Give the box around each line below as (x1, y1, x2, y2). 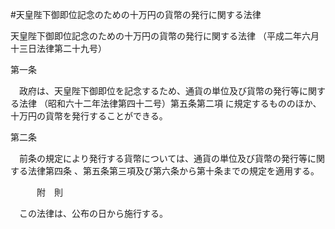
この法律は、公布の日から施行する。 (18, 208, 168, 219)
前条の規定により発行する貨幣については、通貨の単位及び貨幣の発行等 (18, 153, 308, 164)
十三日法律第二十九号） (10, 43, 107, 54)
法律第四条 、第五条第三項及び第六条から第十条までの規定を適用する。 (27, 165, 320, 177)
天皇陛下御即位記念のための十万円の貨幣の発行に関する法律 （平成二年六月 (10, 30, 320, 42)
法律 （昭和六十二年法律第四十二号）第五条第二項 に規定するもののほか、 (18, 98, 322, 109)
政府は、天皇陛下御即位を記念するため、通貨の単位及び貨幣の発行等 (18, 85, 300, 97)
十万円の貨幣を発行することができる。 (10, 110, 168, 122)
